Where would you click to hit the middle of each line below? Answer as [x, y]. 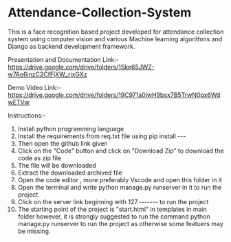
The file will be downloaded [57, 165]
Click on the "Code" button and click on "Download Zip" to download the [121, 151]
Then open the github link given [63, 143]
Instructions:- [27, 115]
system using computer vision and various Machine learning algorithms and [115, 38]
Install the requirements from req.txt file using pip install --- [102, 136]
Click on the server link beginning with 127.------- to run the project [113, 201]
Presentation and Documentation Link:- [63, 59]
